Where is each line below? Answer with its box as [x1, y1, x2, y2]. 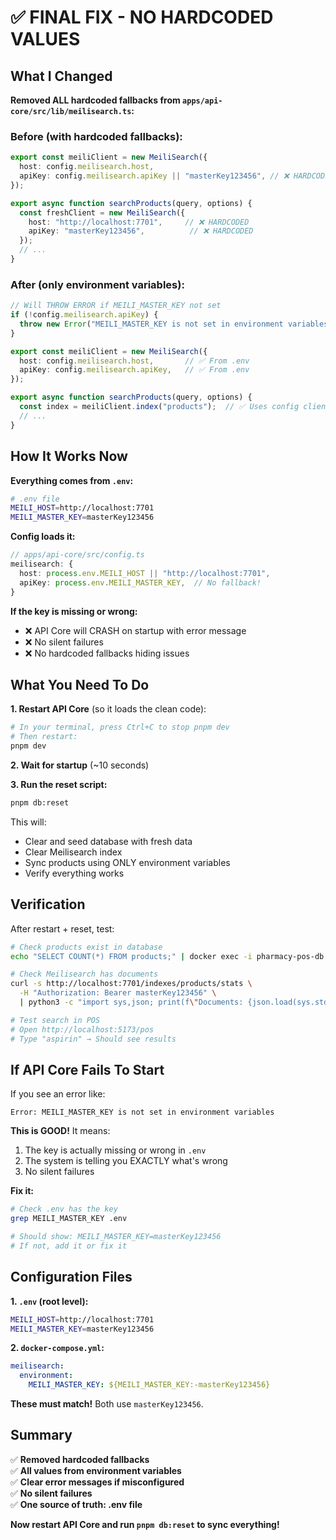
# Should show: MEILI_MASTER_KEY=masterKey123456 [10, 1232, 222, 1242]
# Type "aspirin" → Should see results [10, 1034, 177, 1044]
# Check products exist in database [10, 942, 163, 952]
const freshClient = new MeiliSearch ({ [19, 207, 186, 218]
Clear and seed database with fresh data [24, 835, 193, 847]
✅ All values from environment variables [10, 1464, 182, 1476]
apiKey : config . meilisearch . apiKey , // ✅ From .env [19, 365, 250, 375]
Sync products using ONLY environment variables [24, 856, 231, 868]
